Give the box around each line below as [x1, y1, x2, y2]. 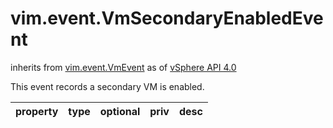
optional [99, 104, 141, 118]
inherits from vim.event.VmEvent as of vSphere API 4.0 [10, 61, 237, 73]
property [15, 104, 59, 118]
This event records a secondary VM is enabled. [10, 80, 205, 92]
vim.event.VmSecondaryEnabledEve [10, 7, 324, 30]
